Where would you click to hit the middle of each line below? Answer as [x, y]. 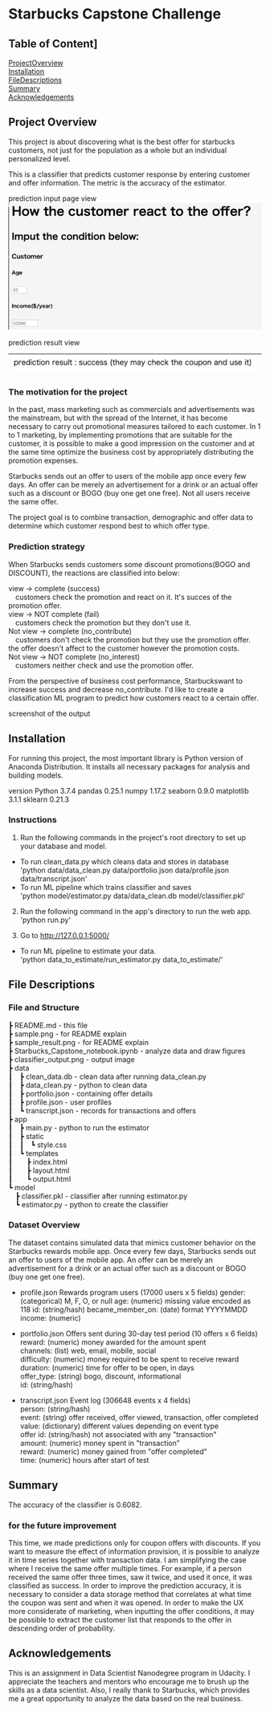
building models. [36, 775]
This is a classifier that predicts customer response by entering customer [129, 174]
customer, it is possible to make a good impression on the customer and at [132, 443]
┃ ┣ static [26, 1136]
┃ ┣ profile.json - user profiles [60, 1102]
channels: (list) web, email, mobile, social [88, 1350]
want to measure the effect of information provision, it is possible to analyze [134, 1551]
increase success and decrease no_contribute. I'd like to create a [116, 689]
